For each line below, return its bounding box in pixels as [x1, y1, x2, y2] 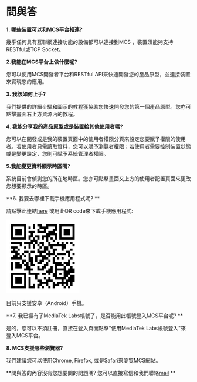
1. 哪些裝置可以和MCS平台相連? [6, 26, 83, 33]
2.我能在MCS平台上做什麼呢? [6, 58, 77, 65]
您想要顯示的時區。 [6, 182, 53, 189]
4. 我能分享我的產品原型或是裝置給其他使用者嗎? [6, 123, 123, 130]
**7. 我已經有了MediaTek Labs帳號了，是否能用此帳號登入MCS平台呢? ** [6, 312, 184, 319]
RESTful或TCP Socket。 [6, 45, 64, 53]
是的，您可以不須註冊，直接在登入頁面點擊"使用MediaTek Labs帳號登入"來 [6, 324, 186, 331]
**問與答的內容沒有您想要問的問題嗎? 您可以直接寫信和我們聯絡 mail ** [6, 369, 176, 376]
